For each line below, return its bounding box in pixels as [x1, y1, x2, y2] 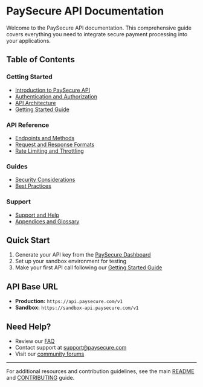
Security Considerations [14, 176, 76, 184]
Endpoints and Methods [14, 134, 75, 141]
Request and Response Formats [14, 141, 95, 148]
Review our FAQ [14, 337, 55, 345]
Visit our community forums [14, 350, 85, 357]
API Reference [6, 121, 50, 129]
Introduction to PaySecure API [14, 86, 91, 94]
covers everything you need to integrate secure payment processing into [6, 30, 188, 37]
